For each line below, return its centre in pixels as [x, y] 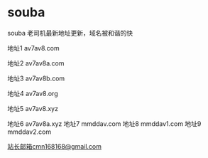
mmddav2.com [29, 132]
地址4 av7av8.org [33, 93]
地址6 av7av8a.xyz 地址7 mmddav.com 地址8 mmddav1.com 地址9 [104, 123]
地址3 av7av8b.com [36, 78]
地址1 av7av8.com [34, 48]
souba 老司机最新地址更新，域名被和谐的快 [70, 33]
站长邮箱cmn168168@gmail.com [54, 146]
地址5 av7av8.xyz [33, 108]
